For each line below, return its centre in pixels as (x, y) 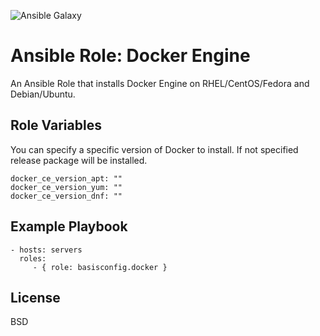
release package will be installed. (79, 160)
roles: (33, 258)
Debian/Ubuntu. (43, 94)
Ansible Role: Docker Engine (130, 56)
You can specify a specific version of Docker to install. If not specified (154, 149)
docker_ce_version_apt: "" (66, 178)
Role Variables (56, 125)
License (35, 297)
